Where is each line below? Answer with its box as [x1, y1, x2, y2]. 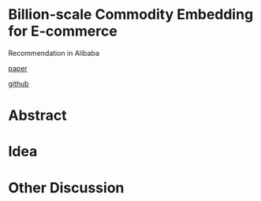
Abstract [8, 106, 67, 125]
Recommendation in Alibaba [8, 48, 100, 58]
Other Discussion [8, 179, 125, 196]
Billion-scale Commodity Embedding [8, 6, 254, 24]
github [8, 79, 29, 88]
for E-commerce [8, 22, 118, 40]
